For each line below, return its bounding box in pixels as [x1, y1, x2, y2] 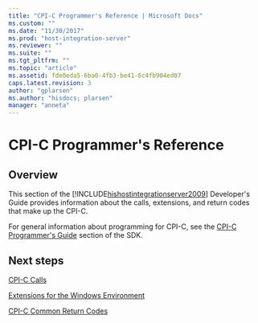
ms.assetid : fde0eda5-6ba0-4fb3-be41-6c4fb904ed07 [8, 72, 182, 80]
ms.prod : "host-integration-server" [8, 34, 131, 43]
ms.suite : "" [8, 49, 52, 57]
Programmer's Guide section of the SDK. [8, 231, 143, 240]
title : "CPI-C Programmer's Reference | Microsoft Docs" [8, 11, 203, 20]
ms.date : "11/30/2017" [8, 27, 84, 35]
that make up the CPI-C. [8, 206, 88, 216]
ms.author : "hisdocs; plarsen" [8, 94, 113, 102]
